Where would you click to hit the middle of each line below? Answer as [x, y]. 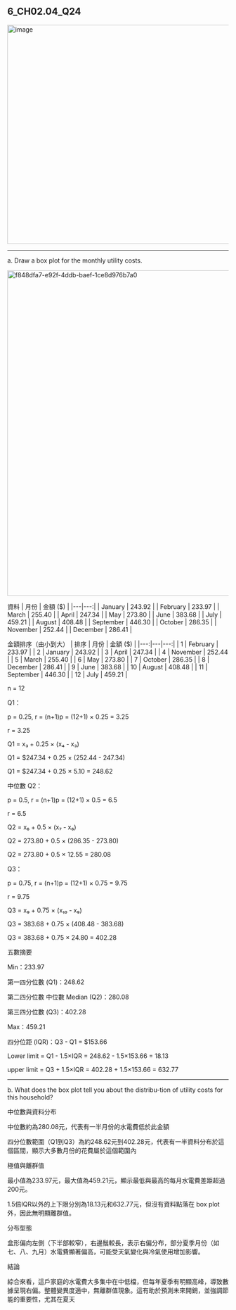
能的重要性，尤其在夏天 [41, 1299]
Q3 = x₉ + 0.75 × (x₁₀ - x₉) [45, 910]
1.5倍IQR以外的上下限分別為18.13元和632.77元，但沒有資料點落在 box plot [113, 1204]
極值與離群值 [26, 1165]
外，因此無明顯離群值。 [41, 1213]
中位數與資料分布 [32, 1111]
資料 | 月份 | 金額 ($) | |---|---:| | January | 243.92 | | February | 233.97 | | [113, 606]
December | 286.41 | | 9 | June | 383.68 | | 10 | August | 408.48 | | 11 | [107, 667]
